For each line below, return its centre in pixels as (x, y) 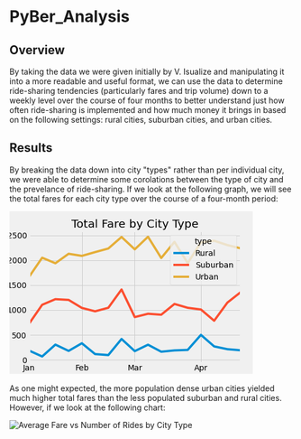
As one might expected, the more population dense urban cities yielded (142, 388)
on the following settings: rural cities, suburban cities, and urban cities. (141, 120)
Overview (37, 50)
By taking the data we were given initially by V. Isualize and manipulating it (147, 71)
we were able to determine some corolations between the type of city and (146, 179)
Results (31, 148)
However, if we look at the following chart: (87, 407)
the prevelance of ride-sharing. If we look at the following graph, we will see (150, 189)
